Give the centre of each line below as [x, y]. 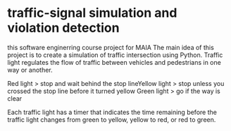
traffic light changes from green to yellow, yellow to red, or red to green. [112, 119]
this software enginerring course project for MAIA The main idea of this [111, 47]
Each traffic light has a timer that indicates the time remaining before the [112, 112]
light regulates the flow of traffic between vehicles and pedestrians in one [114, 62]
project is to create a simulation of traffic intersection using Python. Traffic [115, 55]
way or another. [30, 70]
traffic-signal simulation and [92, 13]
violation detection [63, 28]
